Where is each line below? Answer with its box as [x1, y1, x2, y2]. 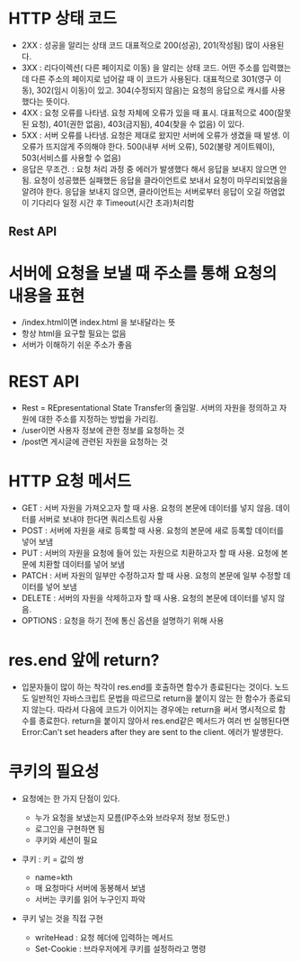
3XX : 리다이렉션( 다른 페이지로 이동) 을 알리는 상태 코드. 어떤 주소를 [21, 62, 260, 73]
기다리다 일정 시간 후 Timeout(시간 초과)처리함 [31, 197, 195, 208]
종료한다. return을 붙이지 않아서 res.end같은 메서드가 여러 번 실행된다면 [38, 715, 290, 726]
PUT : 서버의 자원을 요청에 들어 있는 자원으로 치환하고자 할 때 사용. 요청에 [21, 548, 279, 558]
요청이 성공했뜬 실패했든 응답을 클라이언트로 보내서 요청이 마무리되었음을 [33, 175, 288, 186]
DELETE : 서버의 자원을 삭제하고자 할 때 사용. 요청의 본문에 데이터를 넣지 [21, 593, 276, 604]
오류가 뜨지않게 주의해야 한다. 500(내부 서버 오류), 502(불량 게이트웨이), [21, 141, 276, 151]
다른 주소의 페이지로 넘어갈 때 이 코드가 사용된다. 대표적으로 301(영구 [31, 73, 273, 84]
